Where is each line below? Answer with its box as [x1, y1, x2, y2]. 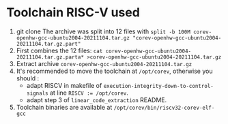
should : [16, 74, 40, 82]
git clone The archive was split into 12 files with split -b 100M [16, 27, 190, 35]
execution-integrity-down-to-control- [103, 82, 214, 89]
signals [26, 90, 48, 97]
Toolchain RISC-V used [6, 5, 141, 20]
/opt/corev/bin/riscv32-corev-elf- [113, 104, 215, 111]
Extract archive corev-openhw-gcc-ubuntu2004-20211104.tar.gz [16, 59, 193, 67]
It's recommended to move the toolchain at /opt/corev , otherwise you [16, 67, 213, 75]
